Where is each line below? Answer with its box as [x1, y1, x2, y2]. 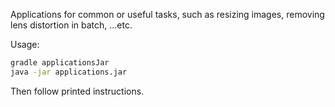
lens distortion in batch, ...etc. [10, 19, 133, 31]
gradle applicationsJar [10, 58, 110, 68]
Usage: [10, 39, 40, 50]
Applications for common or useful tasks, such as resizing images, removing [10, 9, 325, 20]
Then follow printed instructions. [10, 85, 145, 97]
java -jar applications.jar [10, 67, 128, 77]
